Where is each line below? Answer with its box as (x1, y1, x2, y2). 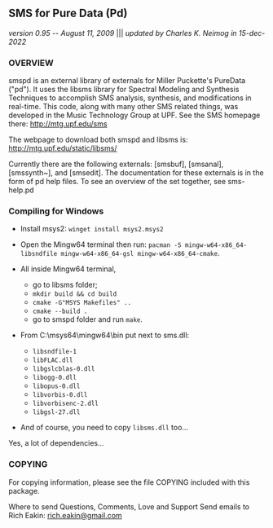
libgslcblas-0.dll (32, 365, 95, 373)
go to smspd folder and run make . (32, 315, 143, 324)
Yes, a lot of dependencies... (8, 438, 104, 448)
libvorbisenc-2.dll (32, 399, 99, 408)
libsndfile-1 (32, 348, 77, 356)
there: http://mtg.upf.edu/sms (8, 119, 108, 129)
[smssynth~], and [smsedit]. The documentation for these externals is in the (8, 168, 264, 178)
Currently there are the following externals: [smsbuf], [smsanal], (8, 159, 224, 169)
